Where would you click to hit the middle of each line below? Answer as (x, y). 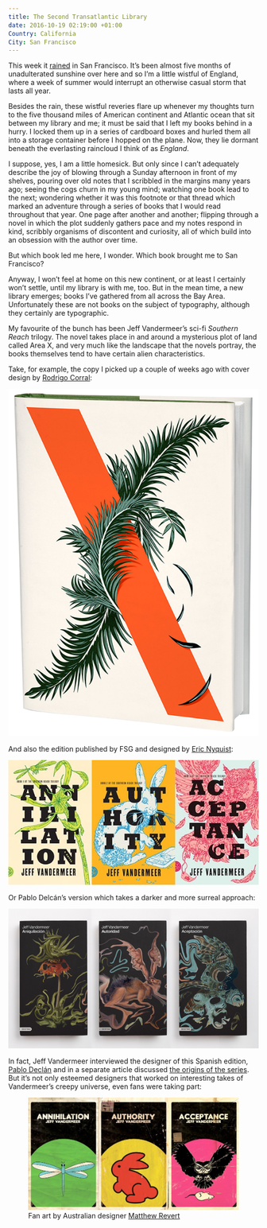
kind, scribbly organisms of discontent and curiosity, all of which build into (130, 231)
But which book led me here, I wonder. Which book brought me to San (123, 255)
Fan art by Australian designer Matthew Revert (104, 1216)
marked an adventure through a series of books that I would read (114, 206)
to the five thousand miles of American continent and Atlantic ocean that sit (132, 115)
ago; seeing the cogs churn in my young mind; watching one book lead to (129, 189)
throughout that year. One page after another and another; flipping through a (133, 215)
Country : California (43, 33)
